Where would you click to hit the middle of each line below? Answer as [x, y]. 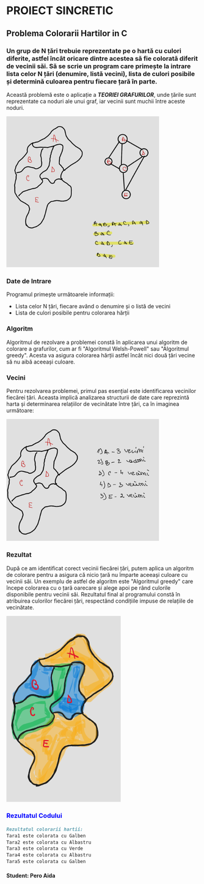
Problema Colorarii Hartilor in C [67, 33]
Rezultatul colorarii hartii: [45, 829]
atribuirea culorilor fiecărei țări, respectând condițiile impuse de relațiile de [100, 601]
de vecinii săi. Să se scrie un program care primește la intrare [99, 66]
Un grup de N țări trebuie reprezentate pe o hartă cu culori [94, 51]
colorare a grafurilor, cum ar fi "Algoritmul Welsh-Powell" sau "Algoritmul [98, 349]
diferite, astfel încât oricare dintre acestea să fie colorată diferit [102, 58]
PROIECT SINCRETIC [60, 11]
